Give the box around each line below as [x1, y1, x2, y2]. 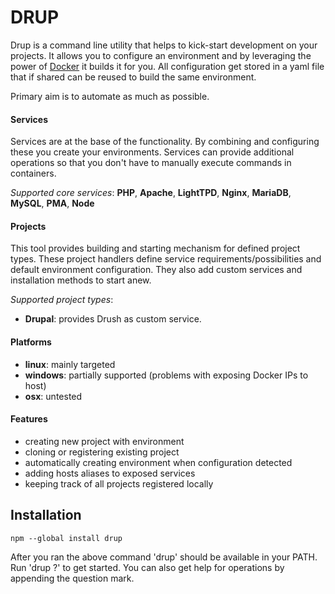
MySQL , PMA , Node [10, 197, 95, 210]
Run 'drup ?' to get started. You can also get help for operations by [10, 561, 285, 573]
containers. [10, 167, 57, 180]
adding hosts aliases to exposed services [24, 467, 196, 479]
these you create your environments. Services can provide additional [10, 146, 295, 158]
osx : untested [24, 390, 83, 402]
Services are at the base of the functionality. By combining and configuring [10, 136, 320, 148]
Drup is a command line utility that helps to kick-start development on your [10, 39, 318, 51]
